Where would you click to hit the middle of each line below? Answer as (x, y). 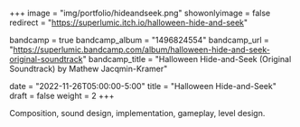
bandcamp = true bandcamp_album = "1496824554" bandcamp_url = (139, 40)
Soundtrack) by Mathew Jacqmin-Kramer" (89, 68)
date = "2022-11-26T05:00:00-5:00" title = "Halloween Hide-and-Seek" (143, 86)
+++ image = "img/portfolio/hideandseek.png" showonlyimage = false (140, 13)
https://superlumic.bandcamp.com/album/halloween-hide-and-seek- (142, 50)
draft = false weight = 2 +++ (62, 95)
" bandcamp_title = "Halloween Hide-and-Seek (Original (187, 59)
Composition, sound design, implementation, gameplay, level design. (137, 113)
